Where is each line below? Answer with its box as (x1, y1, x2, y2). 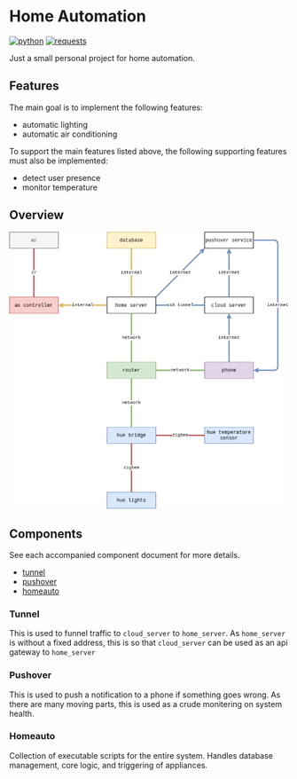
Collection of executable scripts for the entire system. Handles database (9, 750, 273, 760)
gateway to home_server (9, 647, 96, 657)
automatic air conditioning (21, 129, 118, 139)
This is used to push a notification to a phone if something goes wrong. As (9, 689, 281, 700)
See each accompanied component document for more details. (9, 549, 240, 560)
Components (9, 526, 82, 541)
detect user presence (21, 172, 101, 183)
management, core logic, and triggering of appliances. (9, 759, 208, 770)
